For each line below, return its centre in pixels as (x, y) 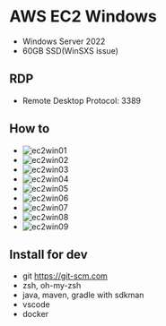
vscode (36, 305)
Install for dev (48, 254)
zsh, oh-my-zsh (52, 286)
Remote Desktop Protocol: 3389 (82, 100)
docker (35, 314)
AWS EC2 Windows (83, 17)
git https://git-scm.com (65, 276)
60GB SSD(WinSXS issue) (70, 50)
